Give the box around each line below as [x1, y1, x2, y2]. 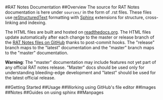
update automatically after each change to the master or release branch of [5, 34, 155, 40]
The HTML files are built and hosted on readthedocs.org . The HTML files [5, 29, 151, 35]
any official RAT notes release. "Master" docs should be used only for [5, 64, 145, 70]
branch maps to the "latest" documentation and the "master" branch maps [5, 45, 155, 50]
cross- [145, 15, 159, 20]
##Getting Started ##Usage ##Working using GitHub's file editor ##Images [5, 84, 156, 90]
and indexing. [19, 20, 47, 25]
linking [5, 20, 18, 25]
